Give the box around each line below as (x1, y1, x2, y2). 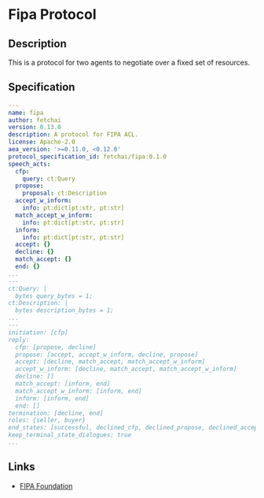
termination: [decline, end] (8, 409, 104, 417)
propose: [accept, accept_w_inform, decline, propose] (15, 351, 199, 359)
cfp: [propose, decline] (15, 343, 97, 351)
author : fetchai (8, 116, 61, 124)
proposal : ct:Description (22, 189, 108, 198)
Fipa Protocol (8, 6, 97, 24)
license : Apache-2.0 (8, 138, 76, 147)
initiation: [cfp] (8, 329, 68, 336)
